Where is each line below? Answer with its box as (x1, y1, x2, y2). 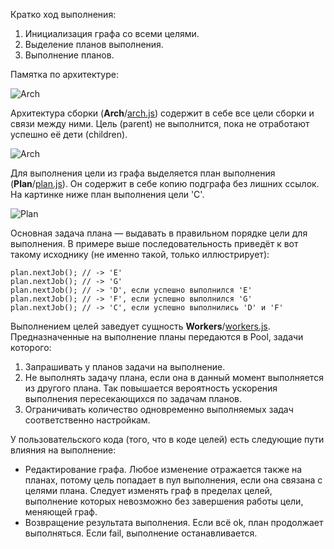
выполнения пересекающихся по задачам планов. (24, 393, 243, 404)
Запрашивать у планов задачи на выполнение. (24, 361, 226, 373)
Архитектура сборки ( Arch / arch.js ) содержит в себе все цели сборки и (10, 107, 315, 119)
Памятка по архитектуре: (10, 69, 119, 80)
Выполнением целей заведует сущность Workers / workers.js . (10, 320, 271, 332)
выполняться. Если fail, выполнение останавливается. (24, 527, 258, 539)
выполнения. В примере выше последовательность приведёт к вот (10, 238, 299, 249)
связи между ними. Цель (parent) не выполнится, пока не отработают (10, 118, 310, 129)
